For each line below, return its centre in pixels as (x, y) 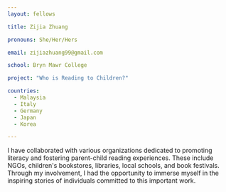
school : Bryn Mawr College (47, 65)
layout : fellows (31, 14)
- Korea (25, 124)
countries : (23, 91)
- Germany (28, 111)
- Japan (25, 117)
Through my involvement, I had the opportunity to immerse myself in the (113, 173)
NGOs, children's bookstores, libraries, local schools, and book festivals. (114, 166)
